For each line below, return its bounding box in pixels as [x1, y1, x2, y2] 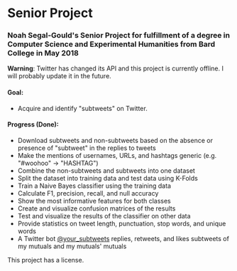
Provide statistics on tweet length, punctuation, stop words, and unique [17, 219, 226, 228]
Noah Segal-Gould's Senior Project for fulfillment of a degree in [7, 31, 231, 41]
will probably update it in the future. [7, 72, 111, 80]
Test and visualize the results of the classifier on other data [17, 211, 191, 220]
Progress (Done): [7, 120, 59, 129]
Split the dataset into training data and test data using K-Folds [17, 174, 199, 182]
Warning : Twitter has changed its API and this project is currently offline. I [7, 64, 224, 73]
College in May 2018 [7, 48, 79, 58]
